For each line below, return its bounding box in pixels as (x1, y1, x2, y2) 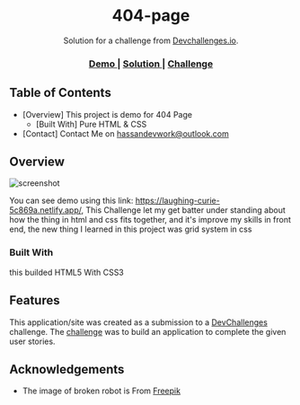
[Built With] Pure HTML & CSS (35, 119, 147, 129)
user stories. (9, 336, 56, 347)
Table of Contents (9, 85, 112, 101)
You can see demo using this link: (9, 195, 134, 207)
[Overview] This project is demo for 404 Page (22, 109, 193, 119)
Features (9, 293, 60, 308)
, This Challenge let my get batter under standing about (80, 205, 286, 216)
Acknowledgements (9, 361, 125, 377)
